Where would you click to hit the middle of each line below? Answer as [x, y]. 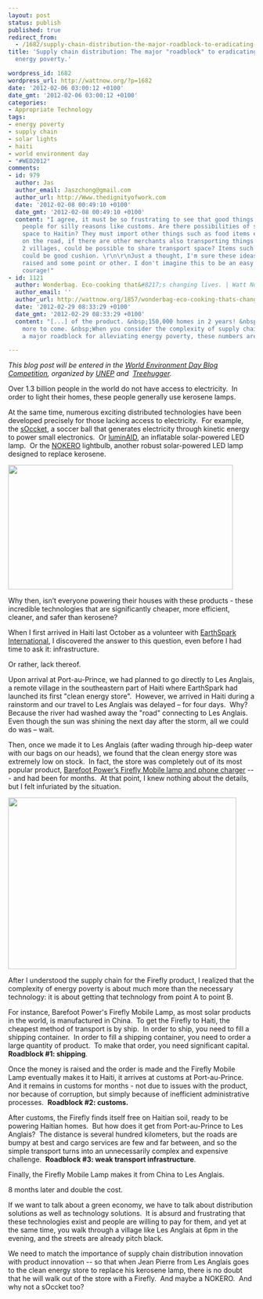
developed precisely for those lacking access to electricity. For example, [126, 421]
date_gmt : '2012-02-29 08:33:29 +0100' [80, 314]
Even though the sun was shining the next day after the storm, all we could [128, 721]
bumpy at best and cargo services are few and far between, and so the [122, 1143]
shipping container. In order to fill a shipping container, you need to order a [130, 1038]
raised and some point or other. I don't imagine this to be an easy [138, 263]
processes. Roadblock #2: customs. [68, 1103]
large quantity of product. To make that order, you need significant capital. [129, 1045]
